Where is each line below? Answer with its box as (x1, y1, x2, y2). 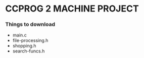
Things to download (5, 21, 56, 28)
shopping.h (12, 43, 36, 49)
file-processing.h (12, 37, 49, 43)
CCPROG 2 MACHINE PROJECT (5, 3, 139, 14)
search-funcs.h (12, 48, 45, 54)
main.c (12, 32, 27, 38)
